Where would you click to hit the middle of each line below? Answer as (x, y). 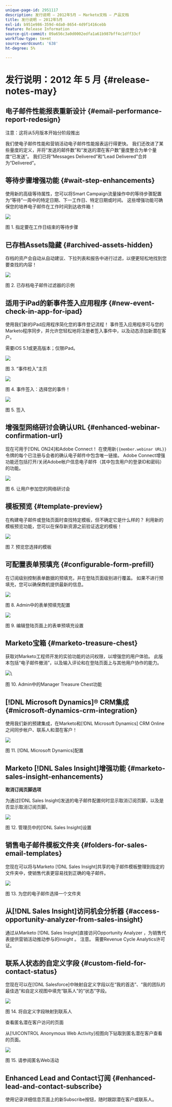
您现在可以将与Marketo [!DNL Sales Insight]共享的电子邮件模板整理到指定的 (85, 867)
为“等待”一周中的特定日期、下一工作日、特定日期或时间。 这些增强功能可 (82, 200)
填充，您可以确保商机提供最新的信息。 (46, 584)
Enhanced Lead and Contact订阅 (58, 1078)
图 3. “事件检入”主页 (26, 369)
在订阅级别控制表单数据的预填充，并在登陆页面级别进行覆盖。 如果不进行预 (84, 578)
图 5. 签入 (15, 410)
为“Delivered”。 (22, 163)
